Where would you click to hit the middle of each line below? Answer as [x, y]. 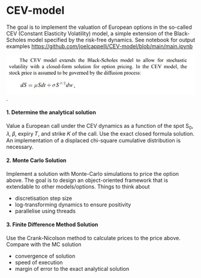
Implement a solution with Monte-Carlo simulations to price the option [92, 174]
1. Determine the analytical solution [51, 112]
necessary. [20, 147]
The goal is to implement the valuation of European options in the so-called [99, 27]
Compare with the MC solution [44, 244]
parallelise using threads [45, 211]
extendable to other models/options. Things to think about [78, 186]
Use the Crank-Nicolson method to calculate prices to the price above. [94, 238]
